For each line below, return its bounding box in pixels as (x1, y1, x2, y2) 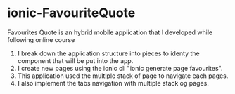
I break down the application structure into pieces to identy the (17, 49, 200, 58)
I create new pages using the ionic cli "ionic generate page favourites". (17, 64, 223, 72)
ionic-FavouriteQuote (7, 5, 136, 21)
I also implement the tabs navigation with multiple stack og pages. (17, 79, 210, 87)
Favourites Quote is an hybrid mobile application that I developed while (7, 28, 213, 36)
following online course (7, 35, 75, 43)
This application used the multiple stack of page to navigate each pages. (17, 72, 229, 80)
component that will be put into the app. (17, 56, 134, 65)
